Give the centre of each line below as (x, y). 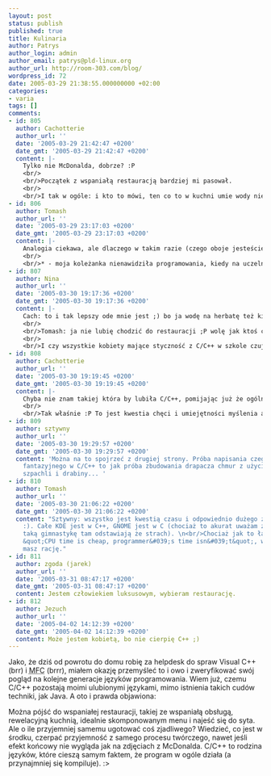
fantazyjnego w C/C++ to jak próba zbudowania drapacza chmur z (133, 466)
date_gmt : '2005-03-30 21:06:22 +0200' (83, 511)
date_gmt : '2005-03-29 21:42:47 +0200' (83, 151)
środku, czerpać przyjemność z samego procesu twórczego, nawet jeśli (128, 738)
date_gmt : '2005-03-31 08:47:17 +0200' (83, 586)
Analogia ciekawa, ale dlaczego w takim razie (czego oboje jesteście (144, 249)
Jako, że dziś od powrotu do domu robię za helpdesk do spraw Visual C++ (132, 662)
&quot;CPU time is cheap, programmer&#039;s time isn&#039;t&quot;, (140, 542)
